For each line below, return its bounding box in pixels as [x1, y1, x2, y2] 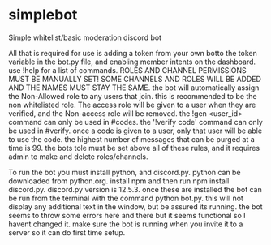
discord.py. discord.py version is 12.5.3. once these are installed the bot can [8, 184, 262, 194]
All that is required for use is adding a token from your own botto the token [8, 48, 257, 58]
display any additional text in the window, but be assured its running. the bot [8, 201, 263, 212]
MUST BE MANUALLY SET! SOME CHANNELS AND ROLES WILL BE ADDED [8, 74, 262, 84]
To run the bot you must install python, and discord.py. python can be [8, 167, 241, 177]
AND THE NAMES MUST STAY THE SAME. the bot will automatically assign [8, 83, 260, 92]
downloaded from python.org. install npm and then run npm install [8, 176, 230, 186]
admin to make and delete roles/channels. [8, 152, 148, 161]
